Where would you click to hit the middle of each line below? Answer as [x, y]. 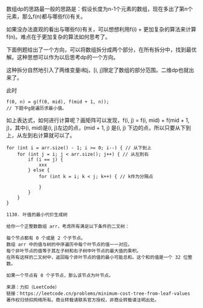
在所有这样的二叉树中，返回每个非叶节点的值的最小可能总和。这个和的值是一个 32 [94, 257]
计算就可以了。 [56, 135]
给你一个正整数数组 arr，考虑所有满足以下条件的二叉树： [68, 226]
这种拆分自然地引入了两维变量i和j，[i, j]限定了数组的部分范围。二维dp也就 [98, 70]
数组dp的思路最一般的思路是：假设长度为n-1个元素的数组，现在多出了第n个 [100, 9]
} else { [39, 170]
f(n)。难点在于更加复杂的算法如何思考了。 [58, 37]
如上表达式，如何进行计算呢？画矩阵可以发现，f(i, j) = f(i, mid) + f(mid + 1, [98, 120]
